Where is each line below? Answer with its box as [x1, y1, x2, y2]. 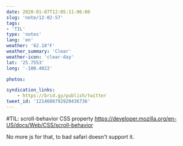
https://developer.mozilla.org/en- [94, 114, 177, 122]
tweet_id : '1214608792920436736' [6, 98, 91, 105]
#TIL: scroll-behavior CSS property [6, 114, 94, 122]
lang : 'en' [6, 37, 34, 43]
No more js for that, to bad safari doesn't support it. [6, 133, 135, 140]
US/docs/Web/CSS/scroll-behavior [6, 121, 94, 128]
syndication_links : [6, 87, 56, 93]
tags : [6, 20, 20, 26]
